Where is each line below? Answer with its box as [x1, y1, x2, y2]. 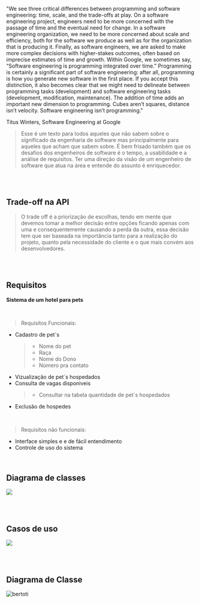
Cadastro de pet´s [14, 331, 60, 338]
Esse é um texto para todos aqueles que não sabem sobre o [20, 130, 169, 137]
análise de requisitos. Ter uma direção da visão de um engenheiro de [20, 156, 192, 162]
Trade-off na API [6, 197, 69, 207]
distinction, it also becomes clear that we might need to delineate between [6, 81, 190, 89]
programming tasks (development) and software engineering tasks [6, 88, 171, 95]
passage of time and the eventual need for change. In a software [6, 24, 166, 31]
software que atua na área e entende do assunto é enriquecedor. [20, 162, 181, 169]
